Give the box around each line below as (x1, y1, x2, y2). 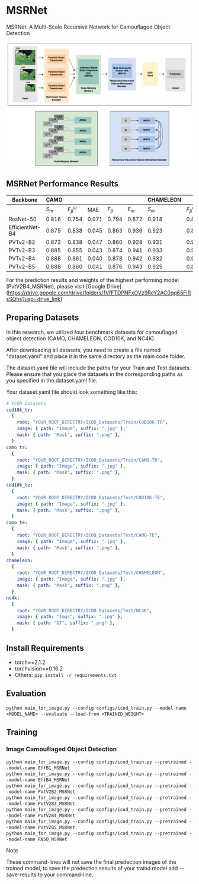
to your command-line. (37, 871, 94, 878)
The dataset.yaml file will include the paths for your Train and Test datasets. (6, 364, 191, 371)
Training (6, 727, 38, 738)
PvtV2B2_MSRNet (37, 789, 76, 795)
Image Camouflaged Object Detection (6, 745, 117, 753)
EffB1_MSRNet (37, 765, 70, 771)
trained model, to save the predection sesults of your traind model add (6, 865, 178, 872)
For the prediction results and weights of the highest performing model (6, 276, 179, 283)
